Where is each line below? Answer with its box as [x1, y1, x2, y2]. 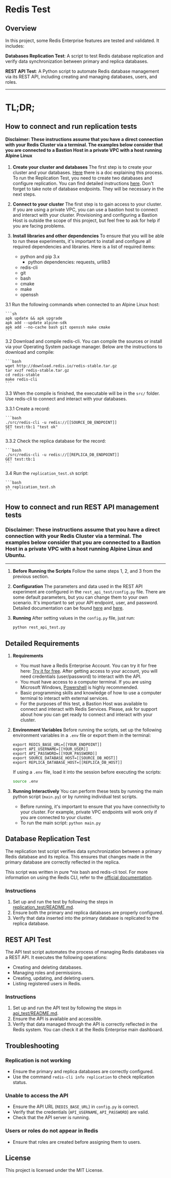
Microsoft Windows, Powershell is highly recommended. [20, 684, 138, 691]
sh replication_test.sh [5, 484, 56, 489]
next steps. [12, 191, 37, 197]
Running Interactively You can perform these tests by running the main [12, 788, 163, 795]
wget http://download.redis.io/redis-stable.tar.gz [5, 363, 117, 369]
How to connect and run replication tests [5, 122, 137, 131]
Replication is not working [5, 1057, 71, 1064]
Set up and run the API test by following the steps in [12, 1005, 122, 1011]
